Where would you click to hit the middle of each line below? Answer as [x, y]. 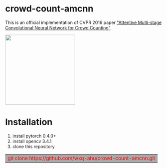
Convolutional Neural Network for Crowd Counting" [58, 27]
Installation [29, 122]
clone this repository [33, 146]
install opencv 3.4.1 [32, 141]
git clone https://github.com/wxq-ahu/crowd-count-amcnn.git [82, 158]
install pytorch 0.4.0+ [34, 136]
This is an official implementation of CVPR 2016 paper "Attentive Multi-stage [83, 22]
